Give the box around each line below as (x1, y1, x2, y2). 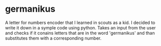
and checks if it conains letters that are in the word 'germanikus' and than (5, 30, 155, 36)
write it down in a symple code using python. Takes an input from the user (5, 24, 156, 30)
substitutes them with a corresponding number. (5, 35, 102, 41)
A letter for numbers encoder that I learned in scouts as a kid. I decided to (5, 20, 156, 25)
